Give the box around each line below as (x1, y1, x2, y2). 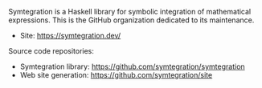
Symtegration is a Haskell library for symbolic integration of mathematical (8, 7, 252, 16)
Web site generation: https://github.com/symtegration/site (19, 70, 213, 79)
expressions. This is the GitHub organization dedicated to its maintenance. (8, 15, 255, 25)
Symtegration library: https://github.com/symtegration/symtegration (19, 62, 245, 71)
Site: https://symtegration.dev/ (19, 31, 121, 40)
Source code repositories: (8, 46, 95, 55)
